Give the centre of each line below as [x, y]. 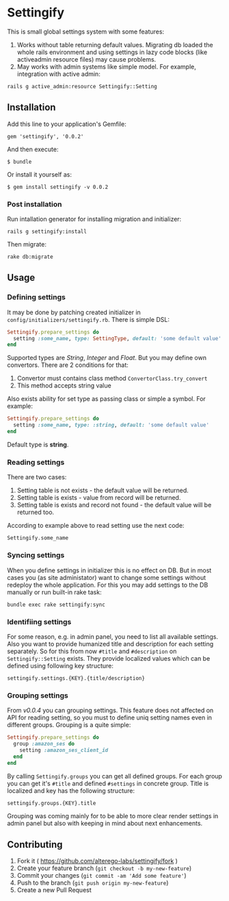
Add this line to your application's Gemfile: [67, 124]
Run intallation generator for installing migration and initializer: [94, 219]
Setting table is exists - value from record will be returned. [99, 498]
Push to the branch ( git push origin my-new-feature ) [93, 883]
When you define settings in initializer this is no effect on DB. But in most [109, 570]
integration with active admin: [58, 74]
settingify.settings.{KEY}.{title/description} [76, 678]
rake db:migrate [30, 257]
